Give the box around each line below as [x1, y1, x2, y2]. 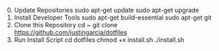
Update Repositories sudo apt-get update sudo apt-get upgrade [13, 6, 199, 14]
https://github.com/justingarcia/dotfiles [13, 28, 128, 36]
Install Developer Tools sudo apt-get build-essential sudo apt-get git [13, 13, 212, 22]
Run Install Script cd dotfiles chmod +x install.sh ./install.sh [13, 36, 185, 44]
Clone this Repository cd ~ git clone [13, 21, 118, 29]
